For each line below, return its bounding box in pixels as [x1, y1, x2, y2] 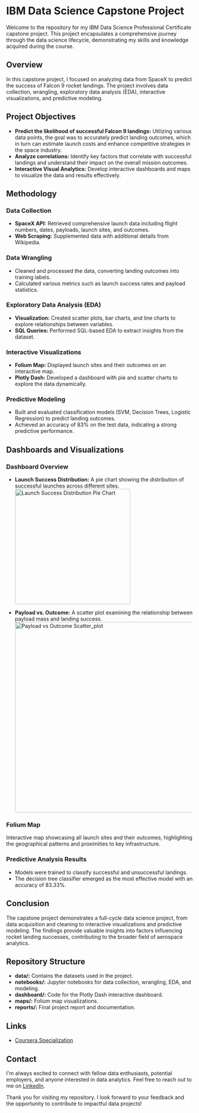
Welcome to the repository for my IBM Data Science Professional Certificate [6, 24, 191, 31]
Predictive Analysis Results [6, 855, 87, 863]
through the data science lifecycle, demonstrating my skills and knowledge [6, 36, 189, 43]
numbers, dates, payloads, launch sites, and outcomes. [14, 227, 150, 234]
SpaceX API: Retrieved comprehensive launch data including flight [14, 220, 178, 227]
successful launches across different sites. [14, 482, 120, 490]
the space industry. [14, 146, 62, 154]
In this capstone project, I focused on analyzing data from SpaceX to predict [6, 75, 192, 82]
